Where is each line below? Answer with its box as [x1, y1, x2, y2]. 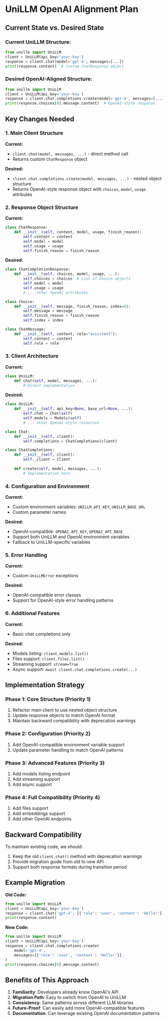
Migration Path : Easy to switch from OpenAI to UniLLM [12, 994, 126, 1000]
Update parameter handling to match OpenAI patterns [12, 747, 123, 753]
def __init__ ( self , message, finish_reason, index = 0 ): [14, 304, 131, 309]
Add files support [12, 805, 48, 811]
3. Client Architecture [5, 353, 58, 360]
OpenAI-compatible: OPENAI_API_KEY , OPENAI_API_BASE [12, 529, 123, 534]
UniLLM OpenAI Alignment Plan [5, 4, 138, 15]
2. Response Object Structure [5, 204, 78, 211]
